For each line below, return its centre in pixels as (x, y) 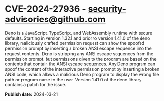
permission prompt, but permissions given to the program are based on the (81, 59)
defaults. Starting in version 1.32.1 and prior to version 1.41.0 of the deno (78, 38)
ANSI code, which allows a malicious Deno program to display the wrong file (82, 74)
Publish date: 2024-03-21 (31, 94)
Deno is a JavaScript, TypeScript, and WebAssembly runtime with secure (79, 33)
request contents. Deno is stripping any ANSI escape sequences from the (79, 53)
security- (107, 9)
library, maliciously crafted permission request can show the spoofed (75, 43)
